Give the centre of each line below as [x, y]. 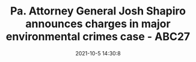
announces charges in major [98, 24]
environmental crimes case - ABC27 [98, 37]
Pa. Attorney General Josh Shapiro [98, 11]
